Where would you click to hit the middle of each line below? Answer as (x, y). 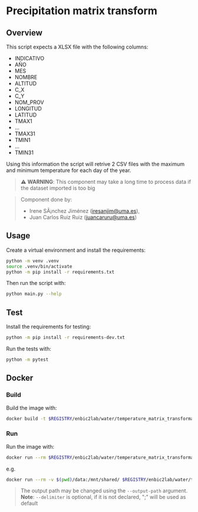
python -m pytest (27, 359)
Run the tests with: (29, 349)
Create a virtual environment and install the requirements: (76, 250)
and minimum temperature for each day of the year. (69, 170)
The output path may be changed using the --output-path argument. (104, 491)
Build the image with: (32, 408)
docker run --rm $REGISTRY (39, 457)
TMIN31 (24, 153)
